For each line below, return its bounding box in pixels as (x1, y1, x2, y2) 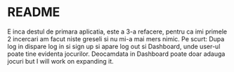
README (7, 4, 60, 20)
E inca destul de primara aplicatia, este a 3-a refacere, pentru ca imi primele (7, 27, 227, 36)
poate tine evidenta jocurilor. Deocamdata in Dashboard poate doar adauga (7, 50, 226, 58)
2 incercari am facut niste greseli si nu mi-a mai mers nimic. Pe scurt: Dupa (7, 34, 225, 43)
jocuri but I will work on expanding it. (7, 57, 114, 65)
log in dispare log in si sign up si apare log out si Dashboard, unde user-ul (7, 42, 221, 50)
